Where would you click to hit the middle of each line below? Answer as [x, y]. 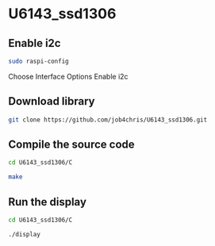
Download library [52, 101]
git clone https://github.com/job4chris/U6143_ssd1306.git [108, 120]
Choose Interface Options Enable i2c [68, 76]
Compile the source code [71, 144]
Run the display [48, 202]
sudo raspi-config [38, 61]
